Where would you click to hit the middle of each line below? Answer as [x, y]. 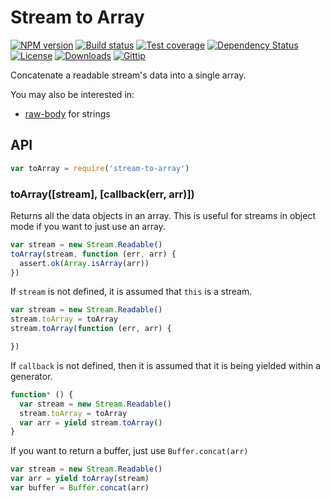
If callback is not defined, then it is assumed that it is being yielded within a [166, 365]
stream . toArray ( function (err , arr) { [91, 329]
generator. [31, 376]
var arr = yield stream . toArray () [91, 422]
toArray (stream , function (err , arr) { [93, 254]
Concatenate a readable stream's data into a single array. [128, 75]
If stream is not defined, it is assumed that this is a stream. [131, 292]
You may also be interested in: [72, 94]
